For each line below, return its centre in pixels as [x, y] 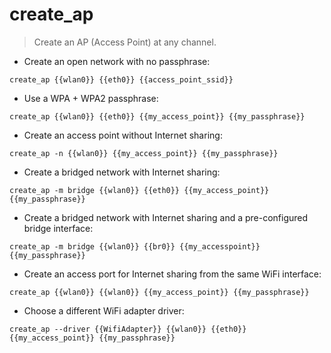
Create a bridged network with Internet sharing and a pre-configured [166, 217]
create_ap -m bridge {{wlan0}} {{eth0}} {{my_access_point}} [139, 190]
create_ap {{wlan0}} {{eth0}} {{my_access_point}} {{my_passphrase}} [157, 116]
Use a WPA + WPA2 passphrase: [91, 98]
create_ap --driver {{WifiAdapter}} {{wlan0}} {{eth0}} [128, 329]
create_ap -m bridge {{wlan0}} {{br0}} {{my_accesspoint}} [135, 246]
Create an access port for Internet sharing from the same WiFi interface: [172, 274]
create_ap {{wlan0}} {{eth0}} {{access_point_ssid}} [121, 79]
